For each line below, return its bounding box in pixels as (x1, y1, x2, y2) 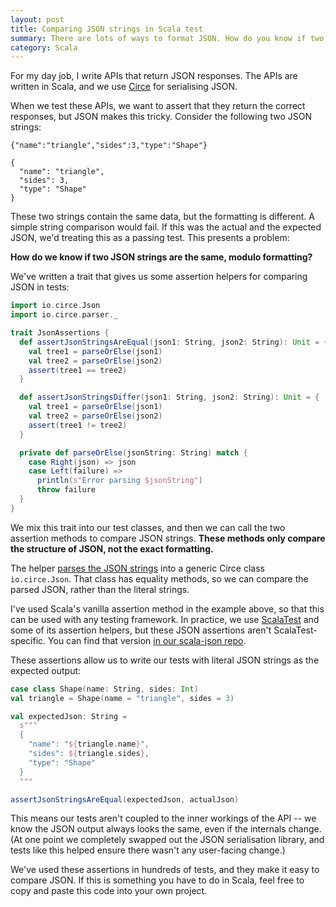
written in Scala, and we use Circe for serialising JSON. (10, 81, 238, 93)
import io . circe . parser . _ (10, 310, 118, 320)
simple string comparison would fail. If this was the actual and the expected (10, 221, 322, 233)
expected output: (10, 664, 82, 676)
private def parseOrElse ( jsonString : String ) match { (19, 447, 248, 458)
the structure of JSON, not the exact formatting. (10, 542, 214, 555)
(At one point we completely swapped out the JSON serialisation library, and (10, 834, 325, 846)
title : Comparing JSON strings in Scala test (10, 24, 203, 34)
